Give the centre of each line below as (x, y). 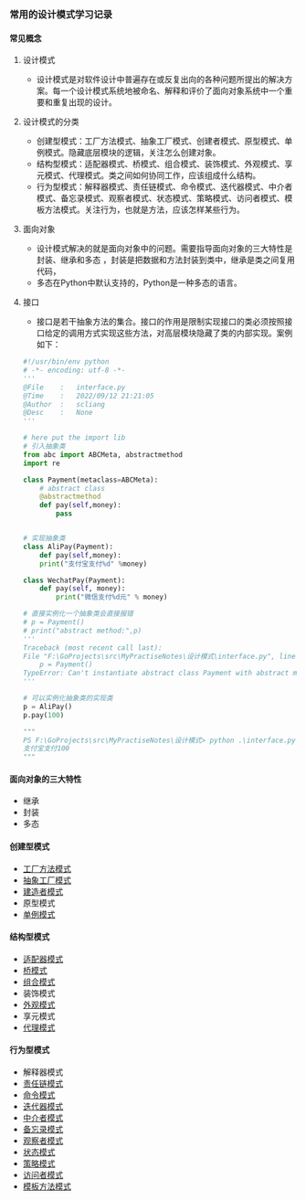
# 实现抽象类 (44, 538)
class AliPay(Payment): (68, 547)
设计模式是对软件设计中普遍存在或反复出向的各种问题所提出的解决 (160, 80)
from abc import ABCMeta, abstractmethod (102, 454)
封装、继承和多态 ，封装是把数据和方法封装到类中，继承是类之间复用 (165, 260)
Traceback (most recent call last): (92, 648)
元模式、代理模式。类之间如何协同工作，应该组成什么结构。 (148, 175)
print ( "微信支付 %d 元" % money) (112, 597)
